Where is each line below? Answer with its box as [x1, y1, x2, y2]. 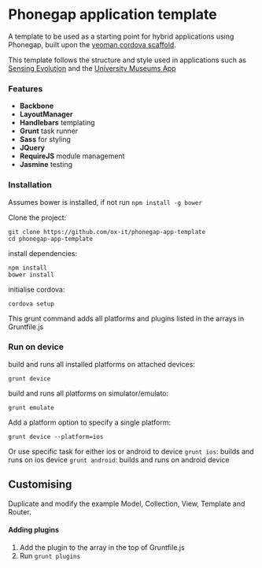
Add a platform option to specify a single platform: [8, 418, 172, 427]
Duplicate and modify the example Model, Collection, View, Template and [8, 499, 245, 508]
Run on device [8, 341, 65, 352]
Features [8, 83, 43, 94]
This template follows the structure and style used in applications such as [8, 55, 246, 65]
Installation [8, 180, 53, 191]
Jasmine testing [19, 160, 73, 169]
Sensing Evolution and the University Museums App [8, 63, 176, 72]
